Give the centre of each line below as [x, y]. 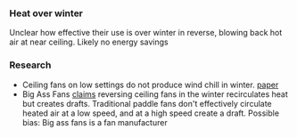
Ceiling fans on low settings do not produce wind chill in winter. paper [150, 85]
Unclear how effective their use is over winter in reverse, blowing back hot [146, 33]
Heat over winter [46, 13]
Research [30, 65]
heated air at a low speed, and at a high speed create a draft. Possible [150, 113]
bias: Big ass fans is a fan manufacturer [95, 122]
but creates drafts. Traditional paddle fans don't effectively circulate [147, 103]
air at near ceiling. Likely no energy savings [89, 42]
